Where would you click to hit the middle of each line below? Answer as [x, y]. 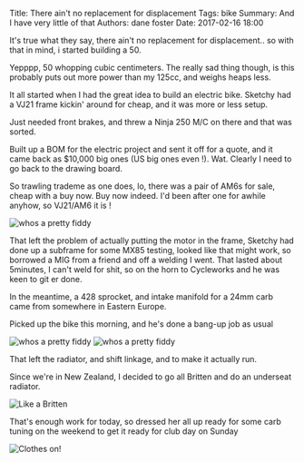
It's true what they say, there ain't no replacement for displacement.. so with [152, 40]
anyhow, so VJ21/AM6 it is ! [60, 205]
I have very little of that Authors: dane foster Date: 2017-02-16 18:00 [137, 23]
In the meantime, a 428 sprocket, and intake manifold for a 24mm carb [142, 297]
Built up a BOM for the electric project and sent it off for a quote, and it [142, 149]
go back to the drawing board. [66, 168]
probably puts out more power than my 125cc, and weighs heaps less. [140, 77]
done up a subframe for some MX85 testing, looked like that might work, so [151, 250]
